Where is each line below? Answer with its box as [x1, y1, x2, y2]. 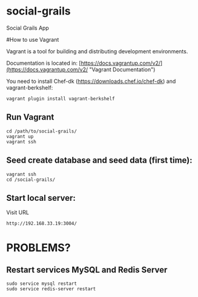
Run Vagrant [6, 112, 54, 122]
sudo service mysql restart [6, 281, 78, 287]
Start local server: [6, 192, 76, 203]
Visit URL [6, 209, 29, 216]
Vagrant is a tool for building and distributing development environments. [6, 47, 188, 55]
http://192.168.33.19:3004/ [6, 221, 78, 227]
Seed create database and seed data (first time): [6, 155, 193, 166]
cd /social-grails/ [6, 177, 56, 183]
